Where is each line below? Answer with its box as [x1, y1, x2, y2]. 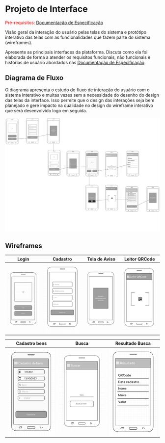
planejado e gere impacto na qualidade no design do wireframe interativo [5, 102, 153, 108]
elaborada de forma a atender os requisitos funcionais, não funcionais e [5, 54, 151, 60]
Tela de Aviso [87, 256, 115, 262]
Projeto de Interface [5, 3, 88, 15]
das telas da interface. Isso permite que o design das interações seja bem [5, 97, 155, 103]
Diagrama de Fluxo [5, 74, 64, 82]
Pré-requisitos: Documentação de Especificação [5, 20, 103, 26]
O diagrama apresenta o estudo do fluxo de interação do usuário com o [5, 87, 150, 93]
